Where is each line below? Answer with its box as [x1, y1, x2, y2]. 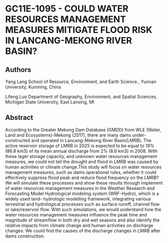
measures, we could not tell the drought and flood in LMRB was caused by [5, 158, 158, 164]
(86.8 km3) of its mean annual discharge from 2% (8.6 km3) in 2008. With [5, 148, 157, 154]
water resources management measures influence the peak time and [5, 211, 147, 217]
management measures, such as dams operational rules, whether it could [5, 169, 156, 175]
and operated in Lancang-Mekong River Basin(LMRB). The [31, 137, 151, 143]
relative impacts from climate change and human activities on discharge [5, 222, 153, 228]
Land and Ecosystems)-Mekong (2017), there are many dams [5, 132, 131, 138]
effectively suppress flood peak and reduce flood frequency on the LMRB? [5, 174, 159, 180]
